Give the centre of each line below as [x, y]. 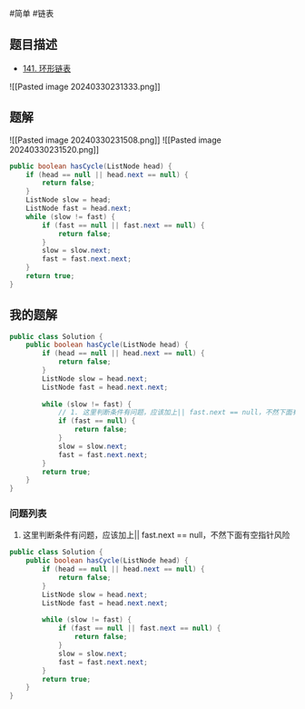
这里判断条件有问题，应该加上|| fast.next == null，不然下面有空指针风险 [156, 535]
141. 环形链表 [46, 68]
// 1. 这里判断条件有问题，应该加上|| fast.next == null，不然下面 [175, 413]
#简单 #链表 [32, 13]
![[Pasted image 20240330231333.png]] [85, 86]
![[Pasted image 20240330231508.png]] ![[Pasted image [116, 140]
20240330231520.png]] [54, 149]
